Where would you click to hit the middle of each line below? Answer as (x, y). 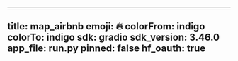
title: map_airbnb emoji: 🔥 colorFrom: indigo (106, 26)
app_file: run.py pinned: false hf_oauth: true (107, 49)
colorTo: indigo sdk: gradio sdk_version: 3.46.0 (113, 38)
